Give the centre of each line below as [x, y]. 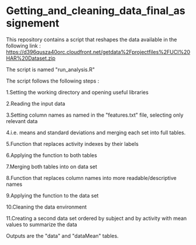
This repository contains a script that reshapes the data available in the [92, 39]
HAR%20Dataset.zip [31, 58]
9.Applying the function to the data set [52, 195]
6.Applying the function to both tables [52, 155]
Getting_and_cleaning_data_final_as [96, 11]
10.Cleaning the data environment [47, 207]
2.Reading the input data [36, 103]
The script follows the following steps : [53, 81]
